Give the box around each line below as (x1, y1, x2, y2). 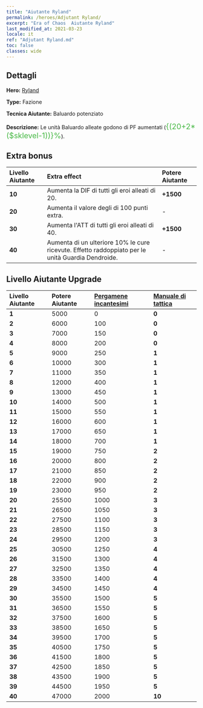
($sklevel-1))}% (6, 130, 62, 141)
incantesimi (94, 299, 129, 308)
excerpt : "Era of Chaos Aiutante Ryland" (6, 20, 115, 26)
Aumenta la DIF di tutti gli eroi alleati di (47, 187, 156, 195)
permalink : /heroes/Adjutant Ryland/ (6, 14, 101, 21)
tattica (153, 299, 173, 308)
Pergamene (94, 292, 128, 301)
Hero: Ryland (6, 86, 39, 94)
